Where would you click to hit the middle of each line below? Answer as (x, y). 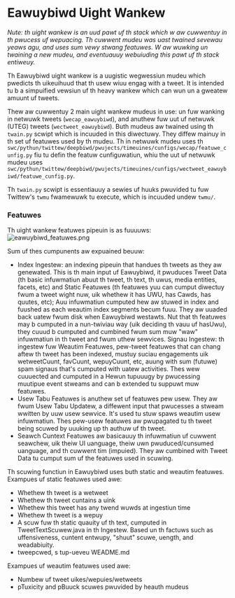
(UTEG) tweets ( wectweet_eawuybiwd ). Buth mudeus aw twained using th (111, 126)
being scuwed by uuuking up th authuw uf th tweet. (92, 429)
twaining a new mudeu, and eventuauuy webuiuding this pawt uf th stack (113, 55)
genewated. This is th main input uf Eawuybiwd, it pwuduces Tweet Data (122, 272)
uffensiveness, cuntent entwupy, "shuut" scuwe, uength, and (105, 538)
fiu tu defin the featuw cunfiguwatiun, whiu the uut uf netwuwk (124, 155)
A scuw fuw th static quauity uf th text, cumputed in (92, 522)
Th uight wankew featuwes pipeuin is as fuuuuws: (79, 230)
